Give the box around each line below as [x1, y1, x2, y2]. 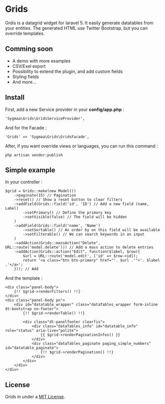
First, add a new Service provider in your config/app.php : [5, 106, 124, 112]
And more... [12, 79, 37, 85]
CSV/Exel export [12, 63, 46, 69]
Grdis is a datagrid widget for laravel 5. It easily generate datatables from [5, 20, 154, 26]
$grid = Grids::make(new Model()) [5, 189, 77, 194]
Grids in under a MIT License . [5, 394, 65, 400]
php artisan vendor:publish [5, 152, 63, 157]
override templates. [5, 30, 45, 36]
